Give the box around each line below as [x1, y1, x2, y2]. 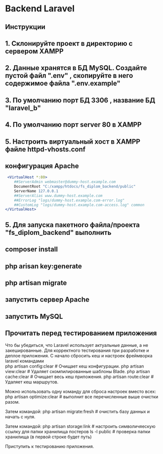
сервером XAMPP [5, 47, 64, 55]
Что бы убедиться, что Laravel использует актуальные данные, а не [5, 342, 148, 348]
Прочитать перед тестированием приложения [5, 329, 157, 338]
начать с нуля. [5, 414, 36, 419]
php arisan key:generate [5, 262, 82, 270]
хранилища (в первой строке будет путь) [5, 434, 92, 440]
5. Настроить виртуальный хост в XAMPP [5, 137, 141, 146]
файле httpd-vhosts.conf [5, 145, 85, 153]
